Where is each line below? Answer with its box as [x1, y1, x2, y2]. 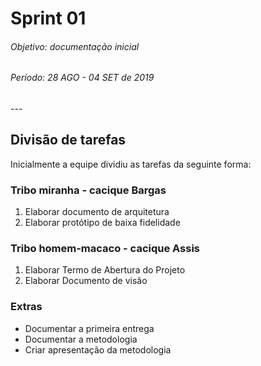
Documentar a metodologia [24, 333, 138, 345]
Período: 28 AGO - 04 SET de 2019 [10, 72, 155, 84]
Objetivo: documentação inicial [10, 40, 140, 52]
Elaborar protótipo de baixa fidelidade [24, 217, 181, 229]
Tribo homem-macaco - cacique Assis [10, 242, 201, 256]
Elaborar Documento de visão [24, 275, 148, 287]
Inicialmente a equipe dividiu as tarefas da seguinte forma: [10, 158, 252, 170]
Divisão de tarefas [10, 132, 127, 149]
